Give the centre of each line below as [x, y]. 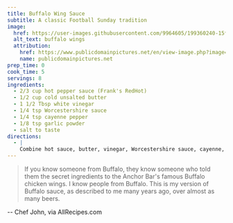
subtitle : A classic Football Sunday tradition [77, 20]
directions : [24, 136]
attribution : [32, 46]
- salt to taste [37, 130]
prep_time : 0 [26, 65]
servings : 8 [24, 78]
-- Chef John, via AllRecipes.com [55, 212]
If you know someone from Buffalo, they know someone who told [117, 169]
